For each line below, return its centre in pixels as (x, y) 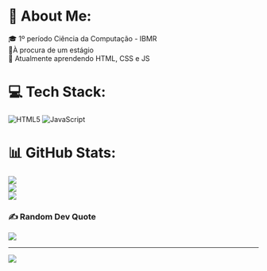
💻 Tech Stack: (57, 92)
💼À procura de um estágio (51, 50)
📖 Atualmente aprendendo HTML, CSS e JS (79, 58)
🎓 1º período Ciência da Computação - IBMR (83, 38)
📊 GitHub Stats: (62, 153)
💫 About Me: (50, 16)
